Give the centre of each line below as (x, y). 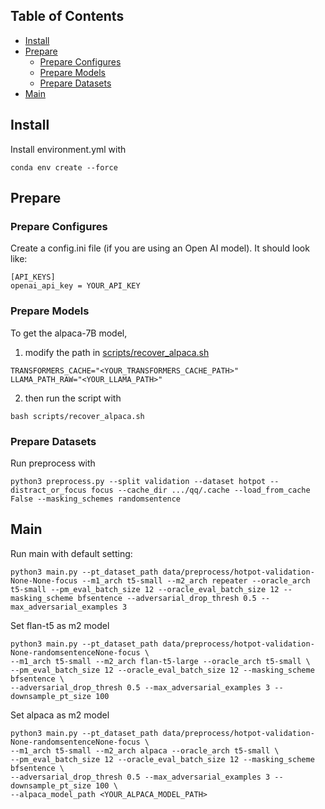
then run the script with (73, 398)
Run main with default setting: (71, 553)
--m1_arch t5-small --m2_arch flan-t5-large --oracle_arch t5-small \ (160, 661)
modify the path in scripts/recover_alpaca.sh (117, 352)
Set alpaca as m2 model (60, 715)
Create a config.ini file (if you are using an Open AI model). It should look (160, 248)
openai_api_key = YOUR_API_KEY (75, 286)
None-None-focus (44, 580)
